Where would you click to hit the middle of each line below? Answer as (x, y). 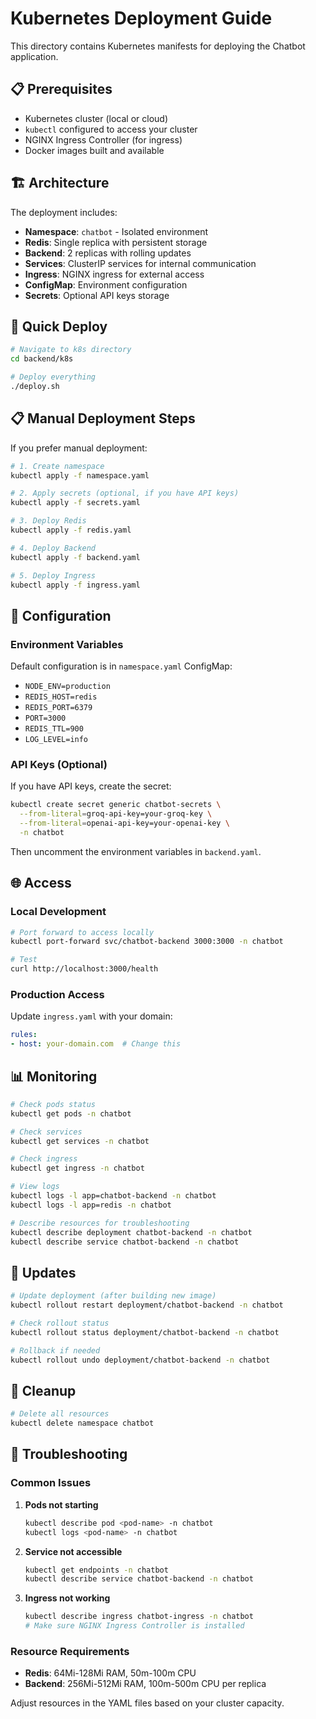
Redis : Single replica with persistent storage (116, 242)
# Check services (46, 1132)
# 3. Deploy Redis (48, 521)
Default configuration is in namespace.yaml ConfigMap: (121, 666)
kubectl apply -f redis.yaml (71, 530)
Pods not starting (61, 1504)
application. (34, 56)
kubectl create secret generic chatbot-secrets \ (116, 805)
